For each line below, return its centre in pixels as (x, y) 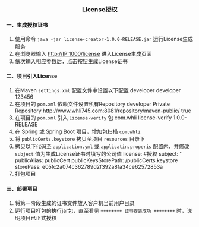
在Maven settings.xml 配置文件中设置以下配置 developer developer (98, 90)
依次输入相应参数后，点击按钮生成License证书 (71, 61)
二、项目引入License (32, 76)
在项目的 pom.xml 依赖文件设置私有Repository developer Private (92, 104)
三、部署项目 (22, 188)
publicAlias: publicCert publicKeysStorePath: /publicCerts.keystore (96, 160)
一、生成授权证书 (27, 24)
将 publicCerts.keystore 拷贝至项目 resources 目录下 (80, 139)
